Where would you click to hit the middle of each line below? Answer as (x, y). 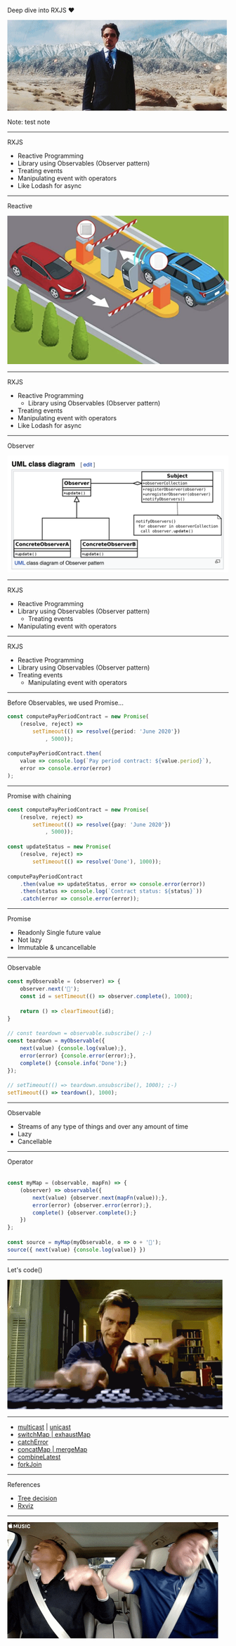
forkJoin (29, 1464)
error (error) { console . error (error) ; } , (78, 1055)
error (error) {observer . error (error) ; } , (92, 1205)
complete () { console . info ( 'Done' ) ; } (74, 1063)
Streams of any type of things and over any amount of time (103, 1126)
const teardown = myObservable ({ (56, 1041)
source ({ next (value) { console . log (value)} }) (77, 1250)
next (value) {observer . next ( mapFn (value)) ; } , (100, 1198)
